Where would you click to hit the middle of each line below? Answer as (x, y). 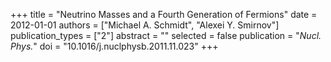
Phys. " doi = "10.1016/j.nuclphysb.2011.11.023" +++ (114, 46)
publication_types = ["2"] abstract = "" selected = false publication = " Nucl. (166, 35)
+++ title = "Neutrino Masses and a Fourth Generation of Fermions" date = (164, 14)
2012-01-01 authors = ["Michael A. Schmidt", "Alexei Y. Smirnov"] (145, 25)
